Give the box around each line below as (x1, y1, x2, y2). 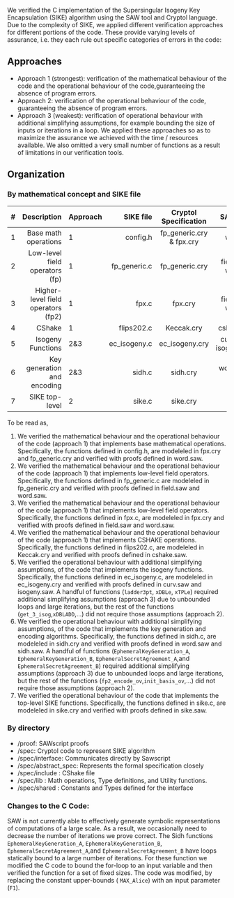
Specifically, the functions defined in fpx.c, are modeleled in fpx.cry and (17, 513, 224, 522)
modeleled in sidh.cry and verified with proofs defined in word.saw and (17, 639, 222, 648)
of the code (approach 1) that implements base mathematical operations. (17, 439, 226, 448)
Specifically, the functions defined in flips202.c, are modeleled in (17, 543, 204, 551)
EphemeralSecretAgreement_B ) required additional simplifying (17, 662, 190, 670)
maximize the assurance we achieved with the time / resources (17, 133, 198, 142)
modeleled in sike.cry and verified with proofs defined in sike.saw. (17, 706, 208, 714)
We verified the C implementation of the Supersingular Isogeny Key (7, 6, 201, 14)
